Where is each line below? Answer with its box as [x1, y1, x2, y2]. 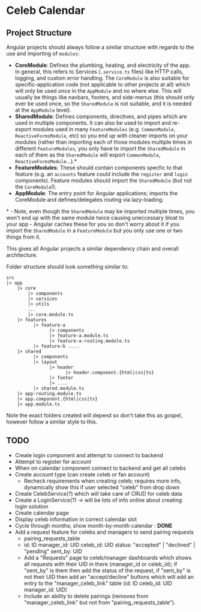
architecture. [6, 251, 38, 258]
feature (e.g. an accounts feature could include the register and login [14, 170, 188, 178]
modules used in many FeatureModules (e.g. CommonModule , [32, 126, 176, 133]
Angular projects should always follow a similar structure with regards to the [6, 43, 194, 51]
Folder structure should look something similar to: [6, 263, 129, 270]
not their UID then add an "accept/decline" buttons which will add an [23, 573, 194, 580]
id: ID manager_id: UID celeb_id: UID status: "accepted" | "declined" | [23, 541, 196, 548]
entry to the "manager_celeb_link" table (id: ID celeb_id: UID [23, 579, 172, 587]
